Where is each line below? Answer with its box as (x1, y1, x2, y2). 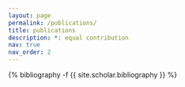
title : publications (8, 26, 77, 34)
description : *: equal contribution (8, 33, 129, 42)
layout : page (8, 11, 51, 20)
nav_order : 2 (8, 48, 51, 56)
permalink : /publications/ (8, 19, 97, 27)
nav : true (8, 41, 41, 49)
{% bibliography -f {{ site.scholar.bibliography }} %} (8, 70, 178, 79)
